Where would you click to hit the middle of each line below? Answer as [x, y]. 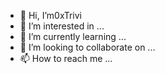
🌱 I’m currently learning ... [73, 36]
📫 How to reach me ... [66, 58]
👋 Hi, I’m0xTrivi [50, 15]
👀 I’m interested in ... [62, 26]
